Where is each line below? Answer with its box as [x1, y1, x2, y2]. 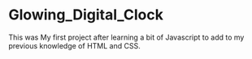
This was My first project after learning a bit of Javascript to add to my [8, 32, 245, 42]
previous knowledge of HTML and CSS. [8, 40, 141, 50]
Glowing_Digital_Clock [8, 6, 164, 24]
